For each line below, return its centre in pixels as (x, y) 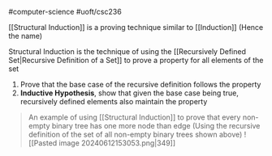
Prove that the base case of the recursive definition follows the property (140, 84)
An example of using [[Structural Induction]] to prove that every (134, 117)
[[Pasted (43, 143)
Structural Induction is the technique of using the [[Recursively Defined (127, 51)
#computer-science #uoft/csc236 (65, 12)
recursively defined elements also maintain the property (114, 101)
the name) (26, 36)
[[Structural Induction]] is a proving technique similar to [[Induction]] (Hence (136, 27)
